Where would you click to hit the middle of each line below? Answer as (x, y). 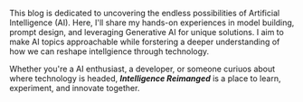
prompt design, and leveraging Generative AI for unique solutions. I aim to (147, 32)
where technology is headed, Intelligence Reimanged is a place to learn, (145, 79)
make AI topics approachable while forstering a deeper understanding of (145, 42)
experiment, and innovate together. (75, 88)
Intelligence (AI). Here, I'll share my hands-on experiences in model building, (152, 23)
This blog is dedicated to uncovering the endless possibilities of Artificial (145, 13)
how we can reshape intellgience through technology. (109, 51)
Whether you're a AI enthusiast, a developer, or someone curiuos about (142, 69)
